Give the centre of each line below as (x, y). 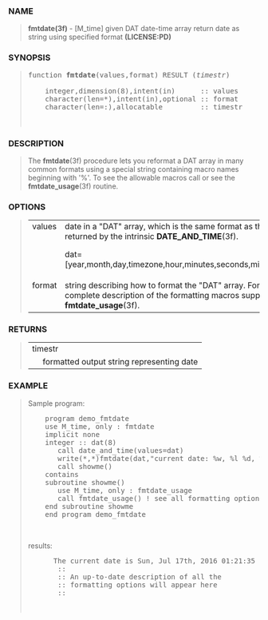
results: (40, 546)
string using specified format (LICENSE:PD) (99, 37)
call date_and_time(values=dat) (120, 450)
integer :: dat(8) (81, 442)
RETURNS (28, 329)
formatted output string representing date (120, 362)
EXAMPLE (28, 386)
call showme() (85, 466)
